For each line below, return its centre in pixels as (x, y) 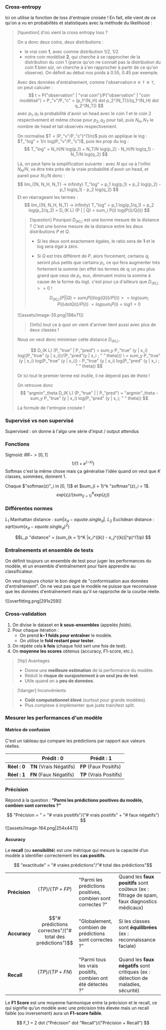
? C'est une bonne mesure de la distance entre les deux (86, 227)
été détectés (93, 984)
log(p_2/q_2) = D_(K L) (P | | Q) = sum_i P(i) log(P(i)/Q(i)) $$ (89, 210)
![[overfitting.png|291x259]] (33, 601)
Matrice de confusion (28, 730)
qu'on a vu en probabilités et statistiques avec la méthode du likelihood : (79, 23)
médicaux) (131, 908)
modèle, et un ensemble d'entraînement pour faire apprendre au (70, 566)
